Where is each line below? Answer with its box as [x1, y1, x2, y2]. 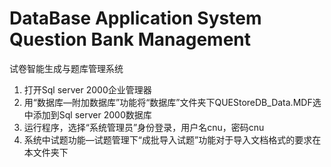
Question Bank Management [9, 28, 252, 51]
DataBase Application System [9, 7, 262, 30]
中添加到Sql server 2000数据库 [23, 108, 152, 121]
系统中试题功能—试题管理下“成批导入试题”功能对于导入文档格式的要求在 [23, 133, 322, 146]
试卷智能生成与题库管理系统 [9, 62, 124, 74]
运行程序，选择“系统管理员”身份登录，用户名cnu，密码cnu [23, 121, 265, 133]
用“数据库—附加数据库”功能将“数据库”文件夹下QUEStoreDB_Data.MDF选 [23, 96, 322, 108]
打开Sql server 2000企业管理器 [23, 83, 152, 96]
